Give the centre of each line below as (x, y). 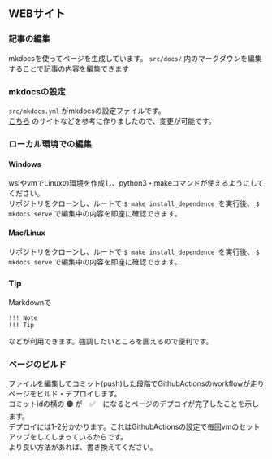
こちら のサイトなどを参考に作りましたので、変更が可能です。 (112, 120)
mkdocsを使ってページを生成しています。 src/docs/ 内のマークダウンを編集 (135, 58)
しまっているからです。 (89, 436)
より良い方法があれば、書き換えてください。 (83, 447)
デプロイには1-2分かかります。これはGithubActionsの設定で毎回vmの (124, 426)
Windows (25, 164)
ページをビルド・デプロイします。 (65, 393)
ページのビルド (38, 364)
